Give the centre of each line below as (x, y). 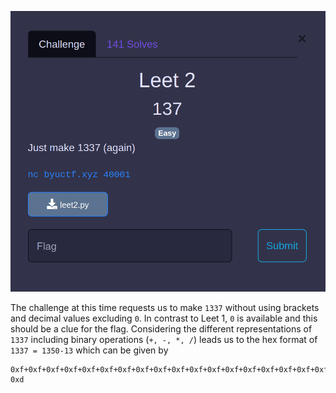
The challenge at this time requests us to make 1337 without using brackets (165, 307)
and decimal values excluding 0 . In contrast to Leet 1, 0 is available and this (164, 318)
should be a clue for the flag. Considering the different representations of (161, 328)
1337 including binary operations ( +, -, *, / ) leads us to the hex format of (164, 339)
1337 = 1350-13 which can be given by (89, 350)
